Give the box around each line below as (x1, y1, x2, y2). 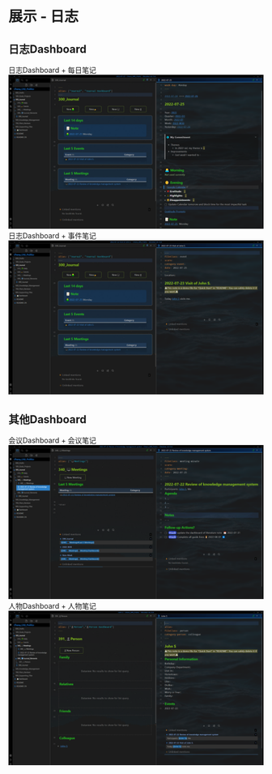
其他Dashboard (8, 413, 87, 426)
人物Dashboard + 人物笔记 (8, 601, 97, 611)
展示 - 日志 (8, 7, 79, 26)
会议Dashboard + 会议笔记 (8, 435, 97, 446)
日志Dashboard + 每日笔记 (8, 66, 97, 75)
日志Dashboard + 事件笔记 (8, 231, 97, 241)
